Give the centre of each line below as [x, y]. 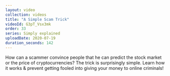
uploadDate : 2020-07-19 [31, 39]
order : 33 [16, 29]
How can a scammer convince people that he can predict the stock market [83, 57]
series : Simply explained [33, 33]
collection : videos [26, 15]
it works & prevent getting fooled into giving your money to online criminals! [84, 68]
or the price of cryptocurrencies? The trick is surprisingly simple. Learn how [85, 63]
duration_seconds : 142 [29, 43]
